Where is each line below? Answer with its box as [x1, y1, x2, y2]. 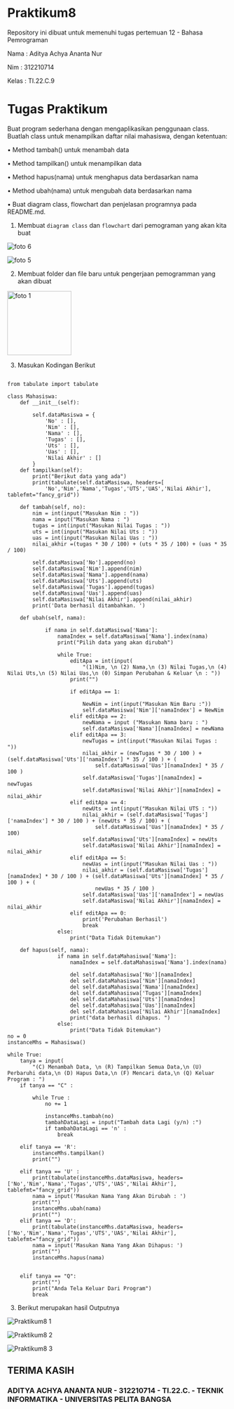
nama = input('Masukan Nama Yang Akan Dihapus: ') [32, 1242, 184, 1249]
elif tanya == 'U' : [20, 1168, 80, 1175]
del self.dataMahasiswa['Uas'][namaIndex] [69, 1002, 196, 1009]
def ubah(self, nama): [20, 614, 86, 622]
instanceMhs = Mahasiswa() [7, 1038, 86, 1046]
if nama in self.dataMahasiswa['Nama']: [57, 953, 177, 960]
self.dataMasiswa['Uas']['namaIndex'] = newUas [82, 891, 224, 898]
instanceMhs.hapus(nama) [32, 1254, 105, 1261]
